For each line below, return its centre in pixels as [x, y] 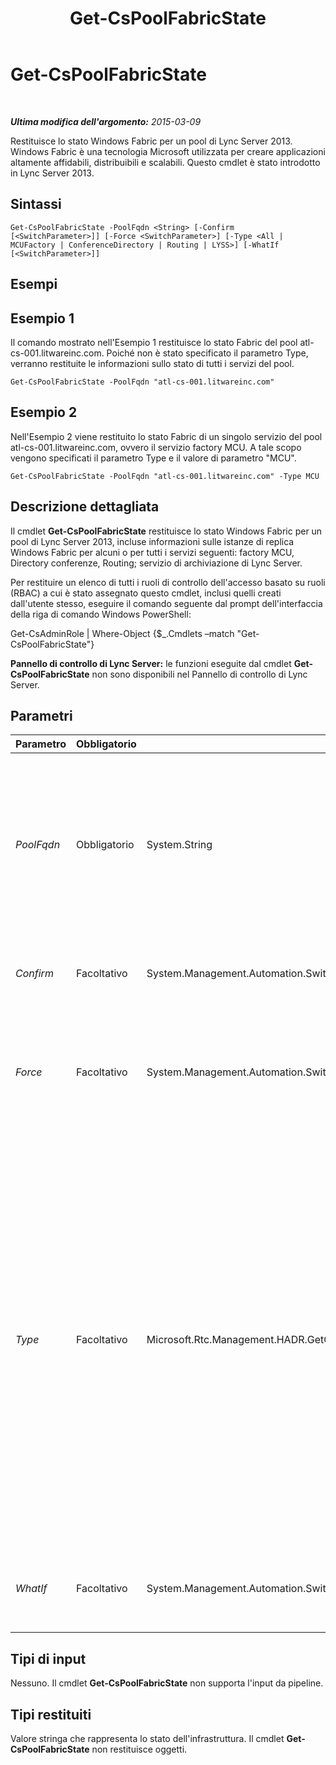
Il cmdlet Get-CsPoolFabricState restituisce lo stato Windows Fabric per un [166, 531]
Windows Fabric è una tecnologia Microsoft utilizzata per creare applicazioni [168, 151]
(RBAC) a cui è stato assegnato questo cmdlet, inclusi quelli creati [146, 593]
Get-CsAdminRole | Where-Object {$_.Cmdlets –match [122, 633]
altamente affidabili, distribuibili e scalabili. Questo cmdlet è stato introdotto [165, 162]
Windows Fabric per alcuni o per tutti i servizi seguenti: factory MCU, [152, 552]
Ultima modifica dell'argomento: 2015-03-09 [106, 121]
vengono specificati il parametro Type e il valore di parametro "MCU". [153, 458]
